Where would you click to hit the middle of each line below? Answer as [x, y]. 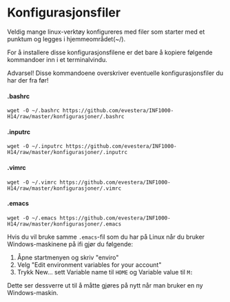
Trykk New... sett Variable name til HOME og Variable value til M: [105, 272]
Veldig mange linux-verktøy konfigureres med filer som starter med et [106, 32]
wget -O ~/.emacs [32, 218]
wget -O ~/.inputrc [35, 147]
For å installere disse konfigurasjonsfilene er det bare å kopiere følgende [110, 52]
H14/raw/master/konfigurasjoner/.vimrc [64, 188]
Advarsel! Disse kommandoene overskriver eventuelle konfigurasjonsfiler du [115, 73]
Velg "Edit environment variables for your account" [89, 265]
